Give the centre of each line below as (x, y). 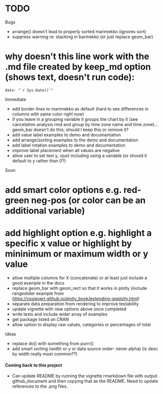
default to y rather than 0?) (39, 161)
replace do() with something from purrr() (53, 343)
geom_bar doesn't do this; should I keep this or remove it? (70, 130)
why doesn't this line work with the (77, 56)
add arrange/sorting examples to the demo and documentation (75, 140)
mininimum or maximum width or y (77, 254)
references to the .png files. (40, 386)
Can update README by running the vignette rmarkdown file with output (85, 376)
